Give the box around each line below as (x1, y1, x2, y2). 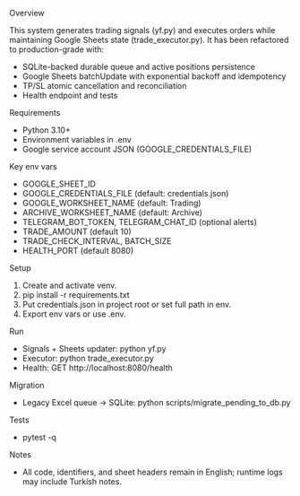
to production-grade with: (9, 44, 105, 55)
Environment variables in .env (21, 135, 132, 144)
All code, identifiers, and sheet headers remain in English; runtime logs (21, 466, 284, 477)
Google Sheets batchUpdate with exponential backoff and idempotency (21, 71, 287, 82)
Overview (9, 8, 45, 18)
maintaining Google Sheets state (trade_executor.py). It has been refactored (9, 35, 289, 45)
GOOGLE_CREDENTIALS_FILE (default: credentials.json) (21, 188, 229, 198)
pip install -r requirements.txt (21, 290, 130, 300)
